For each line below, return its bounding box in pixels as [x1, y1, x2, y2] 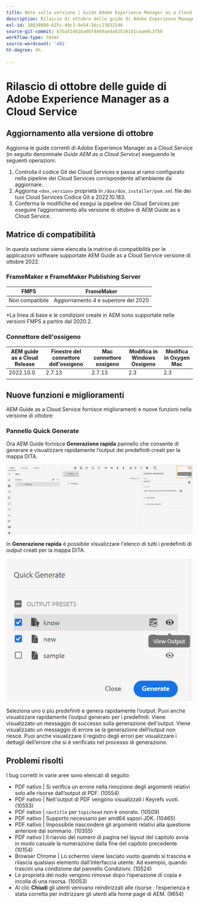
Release [14, 361, 35, 368]
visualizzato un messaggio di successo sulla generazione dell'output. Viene [6, 720, 191, 727]
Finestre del [51, 348, 81, 355]
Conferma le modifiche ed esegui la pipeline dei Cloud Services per [14, 199, 180, 207]
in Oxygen [163, 354, 190, 361]
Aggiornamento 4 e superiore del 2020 [53, 297, 149, 304]
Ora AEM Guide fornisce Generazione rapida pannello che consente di [6, 440, 179, 447]
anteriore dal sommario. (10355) [14, 827, 93, 834]
